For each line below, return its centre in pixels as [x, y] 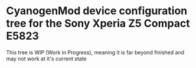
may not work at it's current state [46, 59]
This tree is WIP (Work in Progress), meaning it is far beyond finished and [95, 52]
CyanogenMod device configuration [97, 11]
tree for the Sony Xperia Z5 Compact [98, 23]
